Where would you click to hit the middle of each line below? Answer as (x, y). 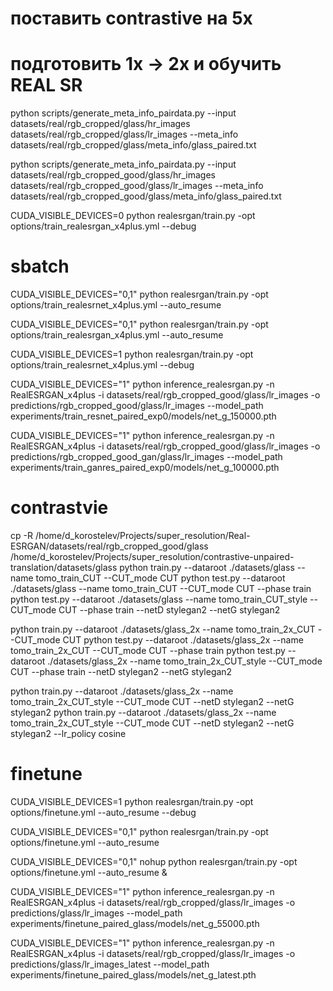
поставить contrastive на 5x (131, 18)
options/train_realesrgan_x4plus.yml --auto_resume (117, 335)
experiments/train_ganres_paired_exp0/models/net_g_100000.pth (145, 468)
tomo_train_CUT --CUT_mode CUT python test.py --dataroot (160, 578)
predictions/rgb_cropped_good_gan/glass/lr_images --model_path (146, 457)
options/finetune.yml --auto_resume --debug (103, 812)
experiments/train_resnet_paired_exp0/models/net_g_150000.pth (143, 416)
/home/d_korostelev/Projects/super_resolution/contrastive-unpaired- (152, 556)
